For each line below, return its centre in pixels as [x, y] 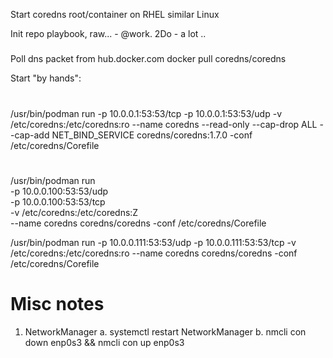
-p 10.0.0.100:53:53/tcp [58, 201]
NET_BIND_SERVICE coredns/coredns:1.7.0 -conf [152, 135]
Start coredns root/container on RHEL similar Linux [115, 14]
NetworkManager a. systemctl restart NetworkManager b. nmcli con [165, 331]
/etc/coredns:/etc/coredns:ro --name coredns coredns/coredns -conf [154, 253]
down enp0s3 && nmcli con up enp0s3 [104, 342]
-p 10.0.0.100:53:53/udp [59, 191]
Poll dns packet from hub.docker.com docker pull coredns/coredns [148, 59]
